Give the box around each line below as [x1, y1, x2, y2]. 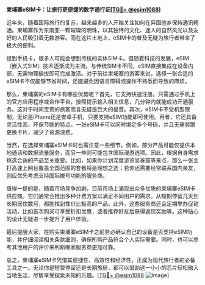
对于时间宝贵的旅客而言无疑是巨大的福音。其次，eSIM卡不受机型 [22, 106, 185, 113]
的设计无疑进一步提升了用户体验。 [6, 216, 92, 222]
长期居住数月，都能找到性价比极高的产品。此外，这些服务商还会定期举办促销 [6, 200, 199, 207]
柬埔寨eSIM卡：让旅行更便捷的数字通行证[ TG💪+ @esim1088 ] [6, 6, 161, 13]
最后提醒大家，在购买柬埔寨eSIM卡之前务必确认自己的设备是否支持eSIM [6, 228, 187, 235]
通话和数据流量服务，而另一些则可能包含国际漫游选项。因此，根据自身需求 [11, 149, 199, 156]
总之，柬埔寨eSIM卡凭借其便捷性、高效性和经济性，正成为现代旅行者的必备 [6, 256, 196, 264]
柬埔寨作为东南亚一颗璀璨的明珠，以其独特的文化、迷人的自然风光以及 [16, 27, 193, 33]
